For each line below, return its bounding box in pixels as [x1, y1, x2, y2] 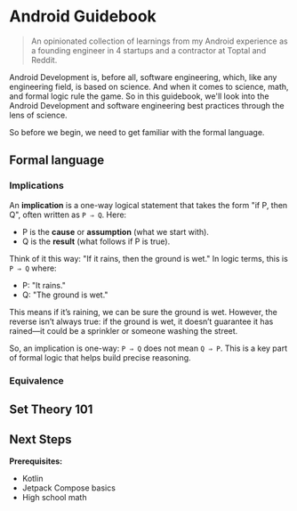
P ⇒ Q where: [9, 263, 57, 273]
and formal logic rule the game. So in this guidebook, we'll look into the [9, 91, 269, 101]
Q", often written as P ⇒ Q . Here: [9, 209, 127, 220]
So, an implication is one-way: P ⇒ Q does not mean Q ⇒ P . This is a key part [9, 343, 287, 353]
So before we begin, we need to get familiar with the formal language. [9, 126, 265, 137]
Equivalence [9, 374, 64, 386]
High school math [21, 491, 87, 502]
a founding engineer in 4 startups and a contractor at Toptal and [30, 45, 267, 55]
